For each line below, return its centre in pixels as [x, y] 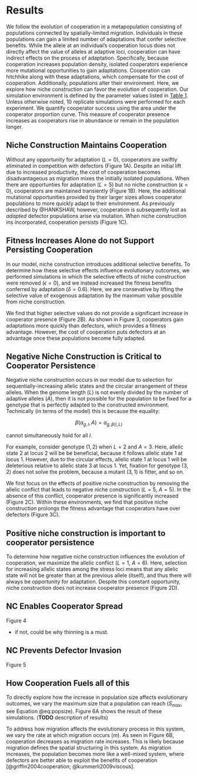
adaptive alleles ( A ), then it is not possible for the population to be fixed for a [99, 399]
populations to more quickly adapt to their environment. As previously [91, 203]
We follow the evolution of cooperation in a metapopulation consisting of [94, 27]
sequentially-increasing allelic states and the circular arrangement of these [97, 386]
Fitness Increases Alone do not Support [80, 241]
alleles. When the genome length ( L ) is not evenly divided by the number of [97, 392]
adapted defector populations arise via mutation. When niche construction [96, 216]
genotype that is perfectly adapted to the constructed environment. [88, 405]
